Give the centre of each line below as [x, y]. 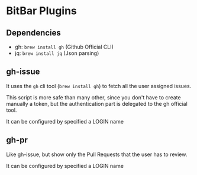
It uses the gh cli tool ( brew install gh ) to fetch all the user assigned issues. [99, 86]
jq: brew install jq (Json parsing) [57, 53]
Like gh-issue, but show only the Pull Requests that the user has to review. [97, 154]
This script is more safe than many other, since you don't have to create [94, 97]
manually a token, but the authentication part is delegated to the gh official [97, 103]
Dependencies [33, 33]
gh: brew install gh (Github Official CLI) [64, 47]
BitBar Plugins [41, 11]
